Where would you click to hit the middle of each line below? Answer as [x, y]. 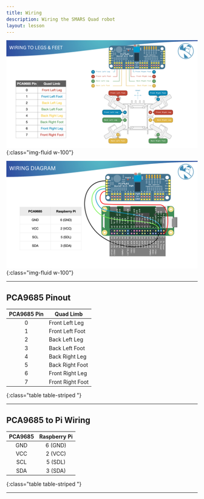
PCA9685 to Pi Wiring [48, 420]
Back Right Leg [68, 356]
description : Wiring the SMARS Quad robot [61, 19]
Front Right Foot [69, 382]
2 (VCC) [56, 453]
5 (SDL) [56, 462]
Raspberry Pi [56, 436]
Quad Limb [69, 314]
